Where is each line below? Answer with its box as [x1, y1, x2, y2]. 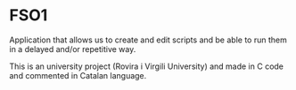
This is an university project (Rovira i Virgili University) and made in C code [9, 61, 284, 71]
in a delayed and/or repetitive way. [9, 43, 136, 54]
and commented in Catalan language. [9, 70, 147, 80]
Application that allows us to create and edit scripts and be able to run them [9, 34, 287, 45]
